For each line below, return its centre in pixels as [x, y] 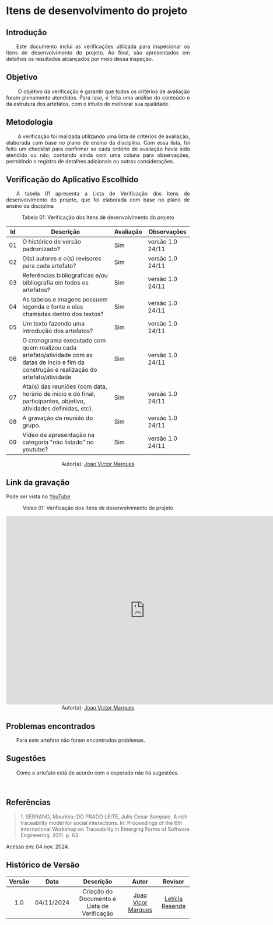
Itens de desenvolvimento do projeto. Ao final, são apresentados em [98, 53]
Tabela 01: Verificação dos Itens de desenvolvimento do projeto [98, 217]
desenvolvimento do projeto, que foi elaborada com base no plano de [98, 200]
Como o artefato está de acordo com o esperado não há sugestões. [98, 772]
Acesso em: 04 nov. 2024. [38, 847]
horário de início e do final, [59, 394]
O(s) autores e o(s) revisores [62, 259]
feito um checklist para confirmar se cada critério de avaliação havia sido [98, 149]
